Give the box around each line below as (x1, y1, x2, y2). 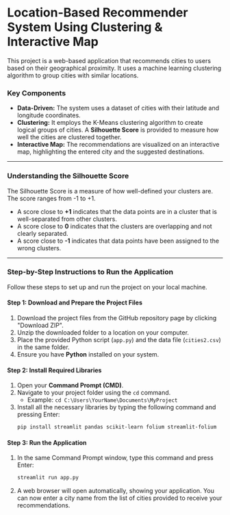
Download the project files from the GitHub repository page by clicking (16, 314, 217, 322)
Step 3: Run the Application (7, 438, 87, 446)
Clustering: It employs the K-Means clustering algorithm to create (16, 119, 203, 127)
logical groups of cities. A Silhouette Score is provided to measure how (16, 125, 219, 134)
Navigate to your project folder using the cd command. (16, 389, 171, 397)
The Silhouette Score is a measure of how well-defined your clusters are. (7, 187, 214, 195)
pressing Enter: (16, 410, 60, 419)
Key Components (7, 88, 66, 97)
